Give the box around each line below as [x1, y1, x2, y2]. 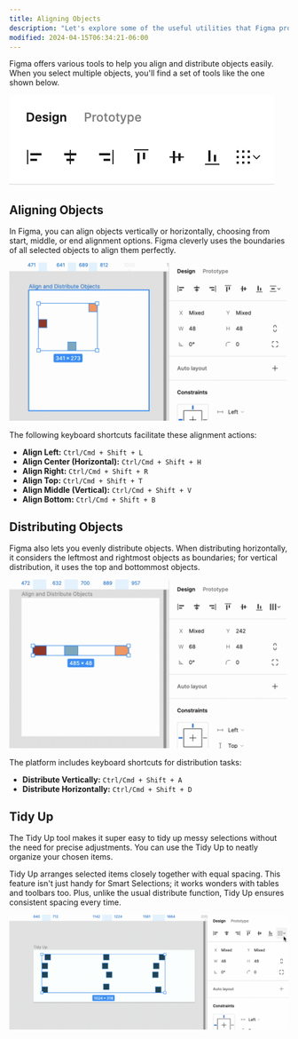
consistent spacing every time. [9, 897, 122, 908]
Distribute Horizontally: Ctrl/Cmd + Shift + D [21, 783, 192, 794]
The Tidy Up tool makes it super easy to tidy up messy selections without [9, 833, 278, 844]
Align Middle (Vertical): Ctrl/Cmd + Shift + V [21, 484, 192, 495]
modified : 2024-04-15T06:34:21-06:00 [9, 33, 149, 42]
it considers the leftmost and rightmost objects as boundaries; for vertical [9, 552, 278, 563]
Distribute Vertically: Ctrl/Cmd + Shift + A [21, 773, 183, 785]
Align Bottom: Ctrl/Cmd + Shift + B [21, 494, 156, 504]
